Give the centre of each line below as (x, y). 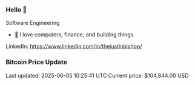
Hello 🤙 (16, 10)
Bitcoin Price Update (36, 62)
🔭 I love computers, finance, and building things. (75, 35)
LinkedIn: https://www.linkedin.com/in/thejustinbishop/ (74, 46)
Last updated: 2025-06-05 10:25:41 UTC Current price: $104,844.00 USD (97, 75)
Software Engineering (33, 23)
